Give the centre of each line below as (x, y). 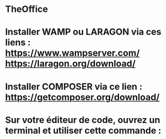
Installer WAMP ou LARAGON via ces (83, 32)
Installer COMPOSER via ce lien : (74, 86)
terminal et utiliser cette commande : (83, 130)
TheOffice (27, 9)
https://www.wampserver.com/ (72, 53)
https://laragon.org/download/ (70, 64)
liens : (18, 43)
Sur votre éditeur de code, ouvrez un (83, 120)
